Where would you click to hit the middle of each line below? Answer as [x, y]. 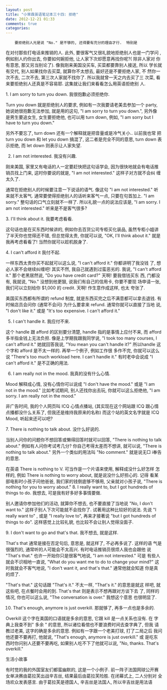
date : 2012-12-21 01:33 [30, 19]
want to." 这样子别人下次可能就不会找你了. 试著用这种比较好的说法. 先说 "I [81, 510]
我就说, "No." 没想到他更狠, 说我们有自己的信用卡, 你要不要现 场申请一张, [86, 282]
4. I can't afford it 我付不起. [33, 253]
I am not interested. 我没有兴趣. [45, 156]
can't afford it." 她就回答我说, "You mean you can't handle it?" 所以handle [81, 345]
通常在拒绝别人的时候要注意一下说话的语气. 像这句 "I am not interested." [79, 190]
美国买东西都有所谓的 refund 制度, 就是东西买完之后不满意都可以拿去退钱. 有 [84, 298]
